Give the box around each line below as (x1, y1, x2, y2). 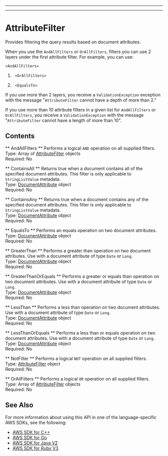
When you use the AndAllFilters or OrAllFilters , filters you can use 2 (5, 48, 151, 54)
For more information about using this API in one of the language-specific (5, 414, 156, 420)
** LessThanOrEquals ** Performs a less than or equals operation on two (5, 329, 156, 335)
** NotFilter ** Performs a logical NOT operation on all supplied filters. (5, 355, 147, 361)
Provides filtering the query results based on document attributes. (5, 38, 141, 45)
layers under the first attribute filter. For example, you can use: (5, 53, 134, 60)
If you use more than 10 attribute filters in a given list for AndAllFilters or (5, 106, 156, 112)
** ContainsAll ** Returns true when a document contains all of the (5, 165, 143, 171)
